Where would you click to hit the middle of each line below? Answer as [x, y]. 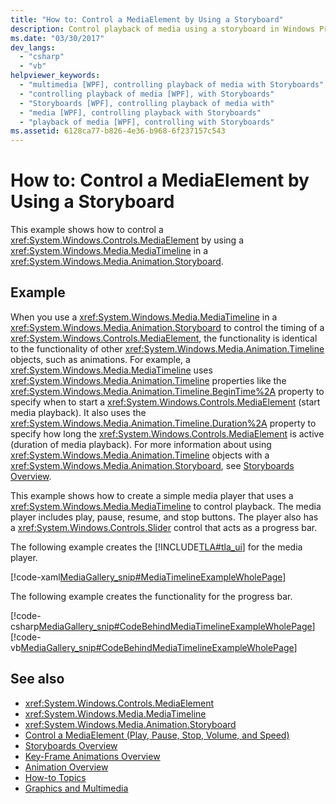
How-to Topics [55, 777]
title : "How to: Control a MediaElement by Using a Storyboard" [147, 19]
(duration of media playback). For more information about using [141, 444]
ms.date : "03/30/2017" [57, 38]
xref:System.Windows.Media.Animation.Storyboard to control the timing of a [167, 327]
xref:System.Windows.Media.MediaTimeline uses [111, 370]
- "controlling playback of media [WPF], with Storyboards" [147, 94]
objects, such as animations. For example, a [100, 359]
